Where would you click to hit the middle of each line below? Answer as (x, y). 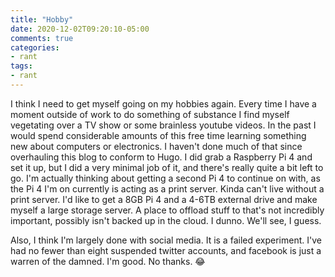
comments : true (42, 38)
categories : (35, 47)
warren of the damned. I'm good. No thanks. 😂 (108, 261)
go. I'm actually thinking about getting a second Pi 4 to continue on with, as (165, 178)
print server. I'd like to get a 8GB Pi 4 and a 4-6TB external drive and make (164, 199)
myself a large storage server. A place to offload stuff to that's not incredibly (167, 210)
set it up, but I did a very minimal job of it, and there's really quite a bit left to (167, 167)
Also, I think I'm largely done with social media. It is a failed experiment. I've (166, 240)
